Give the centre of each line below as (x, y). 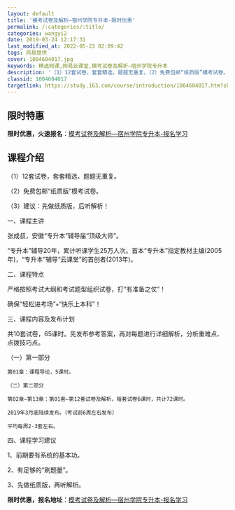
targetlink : (24, 85)
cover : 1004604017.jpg (40, 60)
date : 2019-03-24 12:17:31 (47, 40)
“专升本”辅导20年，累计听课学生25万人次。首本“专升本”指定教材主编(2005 (115, 250)
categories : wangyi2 (37, 33)
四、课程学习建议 (32, 440)
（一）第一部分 (29, 357)
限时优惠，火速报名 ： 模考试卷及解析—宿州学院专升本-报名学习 (98, 134)
